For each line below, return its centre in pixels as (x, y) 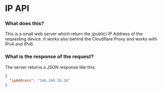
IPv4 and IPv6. (20, 44)
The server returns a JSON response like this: (50, 67)
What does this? (25, 24)
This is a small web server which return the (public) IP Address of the (74, 34)
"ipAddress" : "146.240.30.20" (40, 80)
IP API (17, 8)
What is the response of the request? (50, 57)
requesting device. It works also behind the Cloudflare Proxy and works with (81, 39)
